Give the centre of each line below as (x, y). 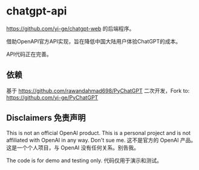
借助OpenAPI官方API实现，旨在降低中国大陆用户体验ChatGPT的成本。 (94, 41)
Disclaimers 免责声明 (46, 118)
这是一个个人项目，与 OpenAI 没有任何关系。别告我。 (73, 147)
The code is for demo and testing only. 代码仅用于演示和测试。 (84, 160)
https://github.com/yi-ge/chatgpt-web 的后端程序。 (70, 28)
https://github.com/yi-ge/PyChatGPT (52, 97)
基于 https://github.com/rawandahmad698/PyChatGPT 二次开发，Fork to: (98, 90)
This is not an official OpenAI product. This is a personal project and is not (99, 133)
